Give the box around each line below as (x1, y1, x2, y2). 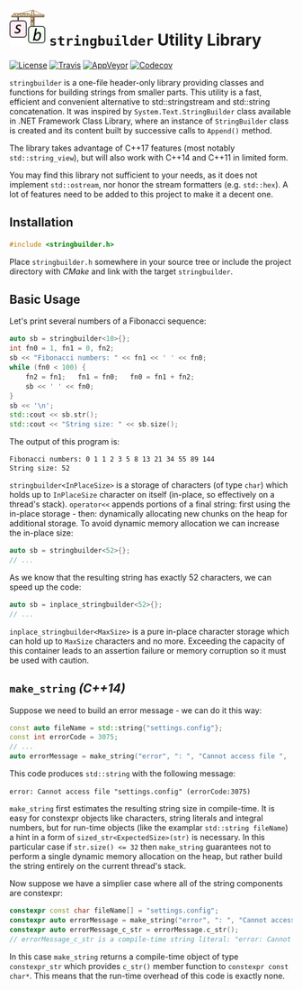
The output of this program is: (9, 436, 120, 447)
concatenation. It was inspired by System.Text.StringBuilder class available (9, 105, 291, 116)
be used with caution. (9, 655, 90, 665)
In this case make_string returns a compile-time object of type (9, 951, 239, 962)
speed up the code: (9, 582, 82, 592)
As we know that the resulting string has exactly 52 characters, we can (9, 572, 272, 582)
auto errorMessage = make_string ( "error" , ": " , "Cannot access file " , (9, 752, 288, 761)
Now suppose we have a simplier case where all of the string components (9, 878, 283, 888)
